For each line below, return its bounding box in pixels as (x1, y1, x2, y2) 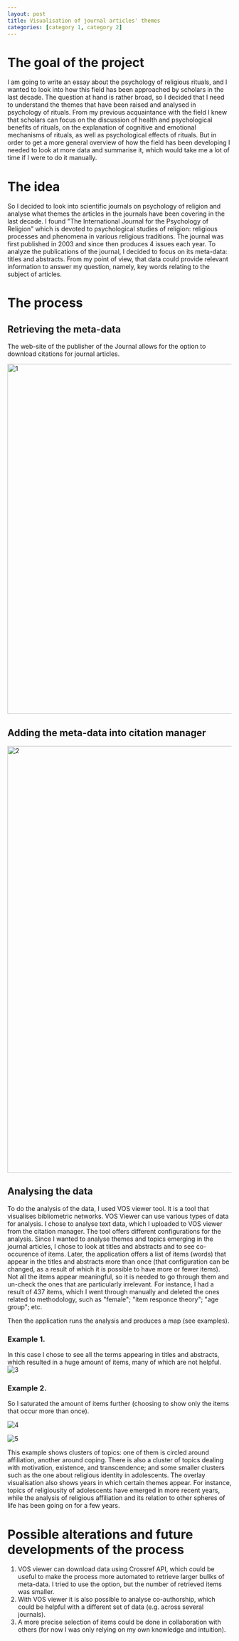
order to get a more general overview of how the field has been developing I (7, 138, 230, 147)
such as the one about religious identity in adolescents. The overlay (7, 1471, 206, 1479)
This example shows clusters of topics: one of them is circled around (7, 1448, 210, 1457)
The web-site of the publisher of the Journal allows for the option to (7, 342, 206, 351)
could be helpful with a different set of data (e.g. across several (17, 1603, 204, 1611)
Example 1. (7, 1334, 46, 1344)
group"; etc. (7, 1302, 43, 1311)
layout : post (7, 10, 46, 18)
